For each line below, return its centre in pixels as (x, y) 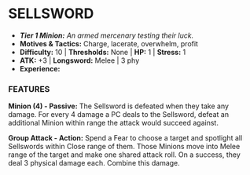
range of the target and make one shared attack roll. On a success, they (125, 155)
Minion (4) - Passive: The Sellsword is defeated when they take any (119, 106)
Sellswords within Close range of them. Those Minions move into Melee (124, 147)
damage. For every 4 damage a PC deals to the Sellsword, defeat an (119, 115)
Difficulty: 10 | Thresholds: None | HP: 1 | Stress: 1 (103, 52)
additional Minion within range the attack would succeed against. (113, 123)
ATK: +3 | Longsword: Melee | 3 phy (79, 60)
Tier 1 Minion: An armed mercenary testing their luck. (107, 35)
